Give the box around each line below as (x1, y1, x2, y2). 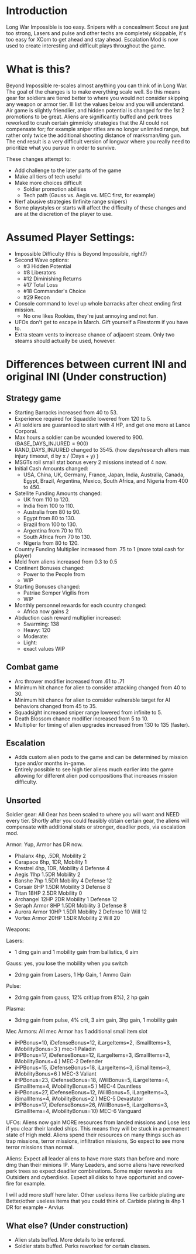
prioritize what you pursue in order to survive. (6, 144, 116, 151)
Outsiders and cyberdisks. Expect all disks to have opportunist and (6, 1174, 167, 1181)
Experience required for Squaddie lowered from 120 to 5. (14, 415, 152, 422)
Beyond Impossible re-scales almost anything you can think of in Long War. (6, 82, 188, 89)
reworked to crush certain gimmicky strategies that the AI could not (6, 119, 169, 126)
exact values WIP (23, 645, 66, 652)
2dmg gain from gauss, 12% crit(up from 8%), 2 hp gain (14, 994, 149, 1001)
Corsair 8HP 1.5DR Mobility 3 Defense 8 (14, 884, 111, 891)
